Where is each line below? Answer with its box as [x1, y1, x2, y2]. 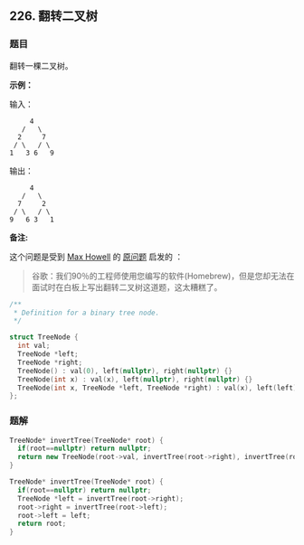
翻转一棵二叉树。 [9, 60, 73, 70]
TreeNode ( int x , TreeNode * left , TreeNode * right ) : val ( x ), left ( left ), [17, 383, 301, 392]
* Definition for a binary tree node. [13, 308, 160, 317]
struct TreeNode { [9, 333, 79, 342]
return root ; [17, 519, 67, 529]
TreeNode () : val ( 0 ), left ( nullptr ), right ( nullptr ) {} [17, 366, 233, 375]
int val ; [17, 342, 51, 351]
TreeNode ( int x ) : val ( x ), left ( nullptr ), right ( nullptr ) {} [17, 374, 253, 384]
